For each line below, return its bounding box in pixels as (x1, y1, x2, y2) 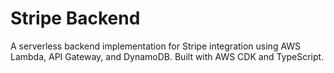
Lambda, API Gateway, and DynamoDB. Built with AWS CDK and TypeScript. (10, 50, 325, 62)
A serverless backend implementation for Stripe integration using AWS (10, 40, 302, 52)
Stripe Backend (10, 7, 141, 30)
